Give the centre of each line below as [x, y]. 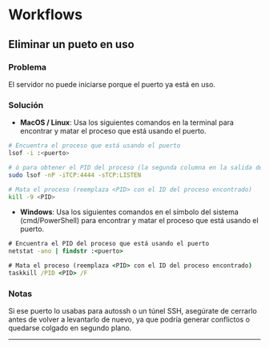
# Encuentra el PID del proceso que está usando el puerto [109, 244]
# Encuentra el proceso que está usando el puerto [94, 146]
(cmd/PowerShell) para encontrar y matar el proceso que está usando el [139, 221]
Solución [26, 105]
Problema [27, 67]
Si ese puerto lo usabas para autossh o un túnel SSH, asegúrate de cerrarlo [133, 311]
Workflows [45, 15]
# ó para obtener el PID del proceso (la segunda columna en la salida [130, 167]
